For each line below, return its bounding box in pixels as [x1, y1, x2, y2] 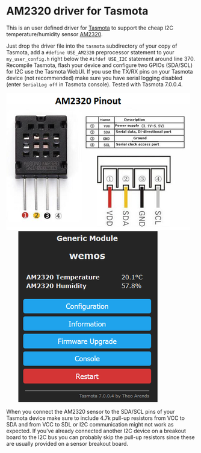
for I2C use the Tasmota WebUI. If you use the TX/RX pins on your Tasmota [6, 68, 193, 75]
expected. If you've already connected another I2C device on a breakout [6, 427, 187, 434]
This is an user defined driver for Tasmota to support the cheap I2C [6, 24, 173, 31]
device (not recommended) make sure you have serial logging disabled [6, 74, 182, 81]
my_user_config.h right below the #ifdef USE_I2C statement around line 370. [6, 55, 196, 62]
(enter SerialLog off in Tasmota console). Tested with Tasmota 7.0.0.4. [6, 80, 183, 88]
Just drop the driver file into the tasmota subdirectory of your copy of [6, 42, 178, 49]
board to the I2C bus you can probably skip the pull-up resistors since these [6, 433, 196, 441]
